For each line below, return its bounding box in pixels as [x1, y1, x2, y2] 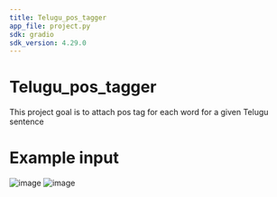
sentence [9, 116, 44, 127]
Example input [9, 148, 119, 168]
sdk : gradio [9, 30, 54, 39]
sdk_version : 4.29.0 [9, 38, 88, 48]
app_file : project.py [9, 22, 91, 31]
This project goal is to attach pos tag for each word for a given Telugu [9, 107, 269, 118]
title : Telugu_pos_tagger [9, 13, 106, 22]
